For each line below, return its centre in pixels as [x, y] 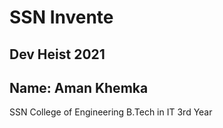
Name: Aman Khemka [79, 87]
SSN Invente [61, 17]
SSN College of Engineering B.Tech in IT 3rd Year [111, 112]
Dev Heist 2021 [57, 54]
